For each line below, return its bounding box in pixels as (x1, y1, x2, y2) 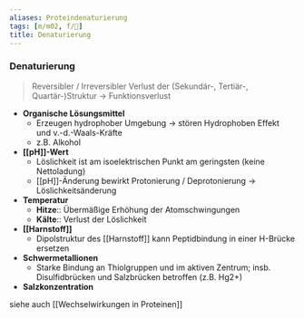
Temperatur (22, 194, 69, 205)
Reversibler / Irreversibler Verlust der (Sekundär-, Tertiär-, (31, 81, 249, 92)
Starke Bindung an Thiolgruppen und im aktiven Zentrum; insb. (35, 262, 271, 273)
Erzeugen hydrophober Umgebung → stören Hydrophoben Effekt (35, 117, 279, 128)
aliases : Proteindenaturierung (9, 13, 128, 23)
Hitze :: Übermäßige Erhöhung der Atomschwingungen (35, 204, 240, 215)
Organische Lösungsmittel (22, 108, 125, 119)
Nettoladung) (35, 165, 86, 177)
